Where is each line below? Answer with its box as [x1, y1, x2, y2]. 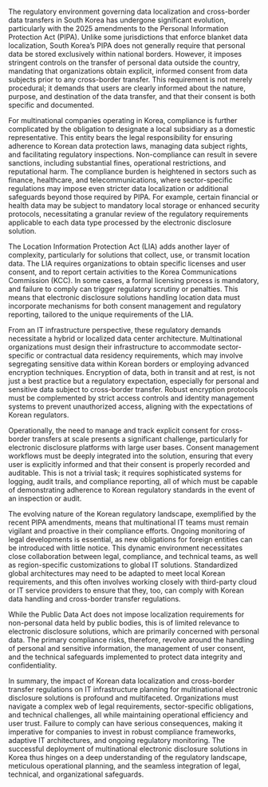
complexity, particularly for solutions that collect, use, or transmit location [8, 250, 250, 259]
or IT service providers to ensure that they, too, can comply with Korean [8, 585, 245, 595]
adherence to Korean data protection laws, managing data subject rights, [8, 142, 248, 150]
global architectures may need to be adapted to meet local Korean [8, 569, 226, 578]
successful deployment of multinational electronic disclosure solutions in [8, 744, 248, 753]
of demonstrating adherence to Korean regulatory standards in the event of [8, 485, 255, 494]
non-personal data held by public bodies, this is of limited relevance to [8, 618, 240, 627]
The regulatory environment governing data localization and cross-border [8, 7, 250, 16]
